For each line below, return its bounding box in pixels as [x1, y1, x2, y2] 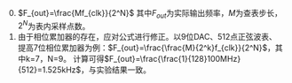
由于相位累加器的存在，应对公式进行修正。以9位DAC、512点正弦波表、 [17, 32, 278, 42]
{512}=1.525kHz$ [17, 64, 82, 75]
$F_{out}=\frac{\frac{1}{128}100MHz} [104, 54, 241, 64]
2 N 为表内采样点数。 [17, 19, 91, 31]
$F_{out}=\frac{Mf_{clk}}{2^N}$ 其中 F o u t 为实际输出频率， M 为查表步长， [17, 8, 282, 20]
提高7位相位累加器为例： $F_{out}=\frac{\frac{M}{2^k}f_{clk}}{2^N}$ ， [17, 42, 276, 53]
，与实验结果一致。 [81, 64, 152, 75]
